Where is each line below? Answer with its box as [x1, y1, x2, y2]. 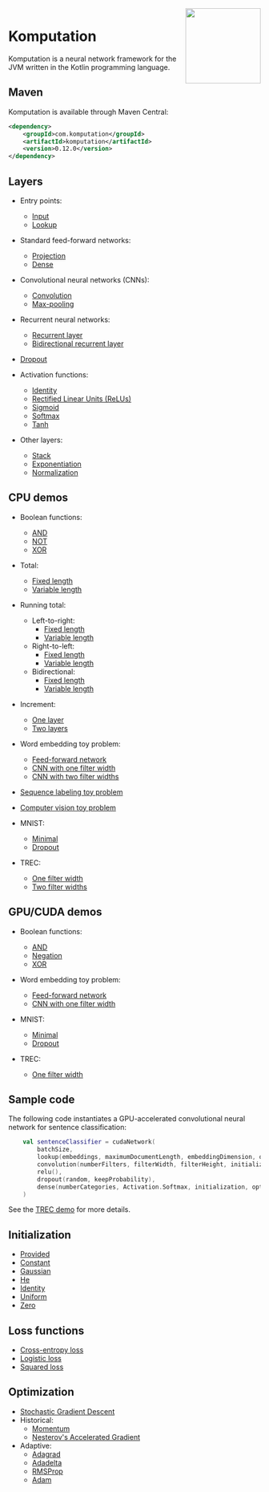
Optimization [8, 1385, 74, 1399]
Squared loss [19, 1362, 64, 1372]
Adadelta [31, 1457, 62, 1467]
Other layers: [19, 435, 63, 445]
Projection [31, 250, 66, 260]
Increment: [19, 699, 56, 709]
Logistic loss [19, 1354, 62, 1363]
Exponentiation [31, 459, 82, 469]
